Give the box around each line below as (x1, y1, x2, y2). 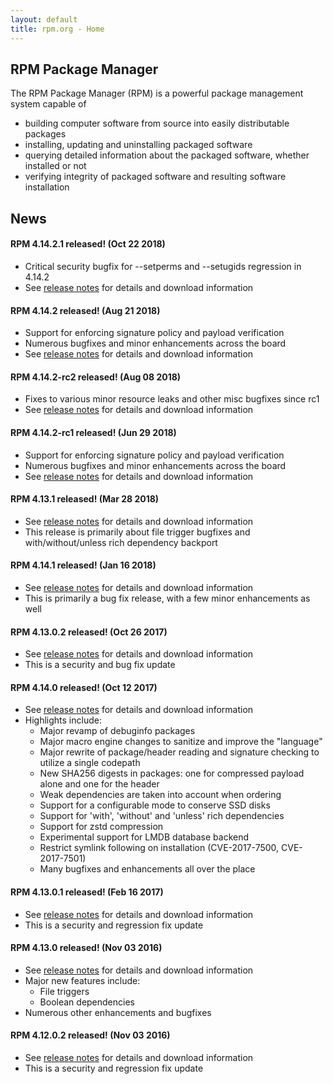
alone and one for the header (39, 778, 160, 790)
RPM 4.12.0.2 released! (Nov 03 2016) (10, 1029, 171, 1041)
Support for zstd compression (39, 821, 164, 833)
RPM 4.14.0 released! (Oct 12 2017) (10, 681, 158, 693)
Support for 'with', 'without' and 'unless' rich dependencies (39, 810, 285, 822)
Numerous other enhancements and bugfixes (24, 1006, 212, 1018)
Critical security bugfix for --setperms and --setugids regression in (24, 260, 302, 272)
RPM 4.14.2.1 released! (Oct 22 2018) (10, 238, 166, 250)
